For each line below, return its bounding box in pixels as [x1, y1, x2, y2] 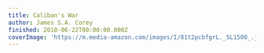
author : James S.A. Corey [8, 19, 93, 26]
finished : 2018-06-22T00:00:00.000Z [8, 26, 128, 34]
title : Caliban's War [8, 11, 79, 19]
